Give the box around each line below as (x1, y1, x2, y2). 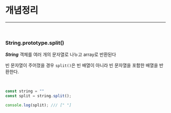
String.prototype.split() (5, 39, 65, 46)
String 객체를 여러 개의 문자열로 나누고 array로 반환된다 (5, 51, 116, 58)
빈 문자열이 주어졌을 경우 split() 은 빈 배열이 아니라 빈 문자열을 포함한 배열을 (5, 62, 158, 69)
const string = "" (5, 89, 44, 94)
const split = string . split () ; (5, 94, 72, 99)
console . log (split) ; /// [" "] (5, 102, 72, 107)
